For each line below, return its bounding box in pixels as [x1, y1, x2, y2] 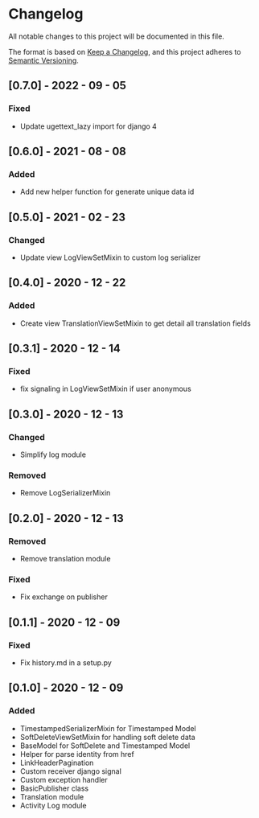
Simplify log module [19, 450, 87, 459]
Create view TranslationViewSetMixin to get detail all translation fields [19, 319, 251, 328]
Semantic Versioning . [8, 55, 79, 65]
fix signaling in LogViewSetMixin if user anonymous [19, 384, 191, 394]
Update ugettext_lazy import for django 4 [19, 121, 157, 131]
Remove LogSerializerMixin [19, 488, 111, 498]
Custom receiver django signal [19, 766, 122, 776]
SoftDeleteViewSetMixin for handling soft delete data [19, 732, 195, 742]
